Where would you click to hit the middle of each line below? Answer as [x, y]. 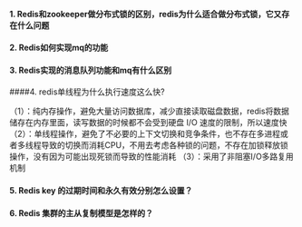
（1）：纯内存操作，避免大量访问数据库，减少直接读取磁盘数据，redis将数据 [150, 111]
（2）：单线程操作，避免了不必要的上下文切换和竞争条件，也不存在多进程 [145, 134]
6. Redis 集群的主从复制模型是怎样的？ [82, 212]
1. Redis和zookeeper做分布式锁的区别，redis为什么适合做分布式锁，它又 [146, 14]
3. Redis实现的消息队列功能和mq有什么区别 [91, 70]
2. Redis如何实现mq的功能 [59, 48]
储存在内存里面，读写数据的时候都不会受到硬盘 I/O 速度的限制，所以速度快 [148, 123]
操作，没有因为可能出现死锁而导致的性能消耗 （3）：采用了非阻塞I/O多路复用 [152, 157]
